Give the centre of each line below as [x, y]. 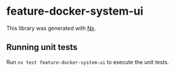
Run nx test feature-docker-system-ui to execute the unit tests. [88, 62]
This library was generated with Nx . [51, 28]
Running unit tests [42, 47]
